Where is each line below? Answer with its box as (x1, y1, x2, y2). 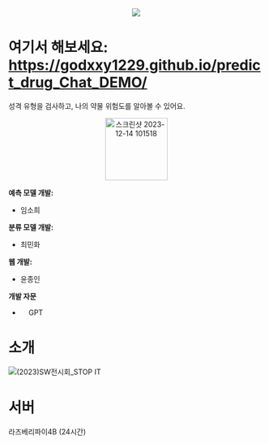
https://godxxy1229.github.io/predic (8, 56, 261, 75)
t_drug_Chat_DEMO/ (8, 73, 147, 92)
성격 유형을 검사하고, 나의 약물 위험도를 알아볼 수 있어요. (8, 101, 186, 110)
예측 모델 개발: (8, 188, 54, 197)
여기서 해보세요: (8, 38, 109, 57)
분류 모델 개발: (8, 222, 54, 232)
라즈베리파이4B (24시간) (8, 426, 87, 437)
